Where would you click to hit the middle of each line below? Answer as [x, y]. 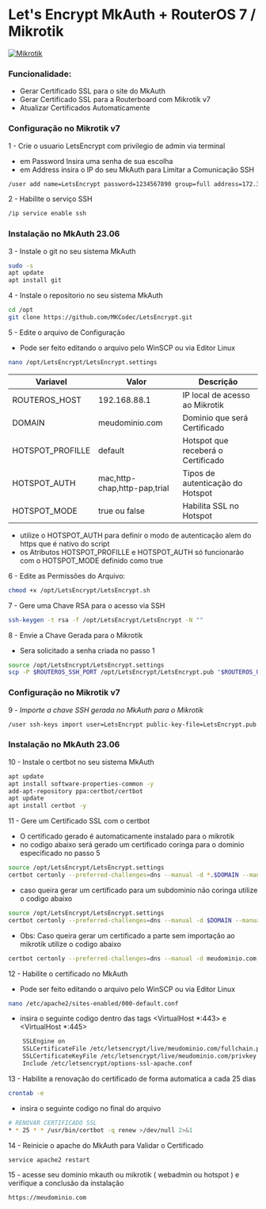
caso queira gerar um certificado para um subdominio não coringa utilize [139, 890]
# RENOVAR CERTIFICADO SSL [53, 1123]
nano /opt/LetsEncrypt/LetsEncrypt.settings [83, 362]
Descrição [218, 382]
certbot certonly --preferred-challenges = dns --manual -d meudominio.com [133, 958]
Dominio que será [215, 417]
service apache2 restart [49, 1160]
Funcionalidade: [40, 74]
